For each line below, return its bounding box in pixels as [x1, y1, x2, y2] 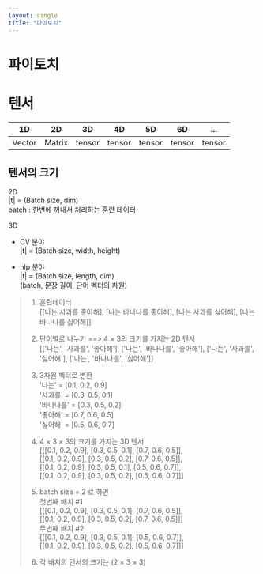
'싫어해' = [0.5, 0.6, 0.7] [39, 420, 115, 429]
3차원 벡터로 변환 [39, 371, 93, 380]
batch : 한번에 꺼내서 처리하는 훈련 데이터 [8, 205, 137, 214]
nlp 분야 [19, 262, 45, 272]
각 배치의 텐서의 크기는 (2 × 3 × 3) [39, 557, 146, 567]
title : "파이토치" [8, 19, 62, 27]
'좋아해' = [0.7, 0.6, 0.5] [39, 410, 115, 420]
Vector [12, 137, 37, 148]
